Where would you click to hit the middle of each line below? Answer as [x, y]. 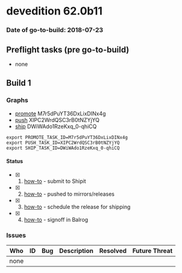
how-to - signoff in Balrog [56, 219]
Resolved [113, 251]
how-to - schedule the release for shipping [77, 207]
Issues [16, 235]
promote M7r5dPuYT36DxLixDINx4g [60, 114]
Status [15, 161]
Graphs [17, 100]
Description [76, 251]
